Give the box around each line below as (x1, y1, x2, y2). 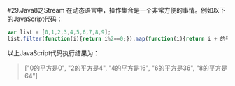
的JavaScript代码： (7, 15, 63, 23)
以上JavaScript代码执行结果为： (7, 48, 100, 57)
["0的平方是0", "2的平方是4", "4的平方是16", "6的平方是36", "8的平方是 (24, 64, 228, 72)
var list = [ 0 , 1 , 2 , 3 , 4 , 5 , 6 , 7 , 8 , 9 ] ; (7, 29, 111, 36)
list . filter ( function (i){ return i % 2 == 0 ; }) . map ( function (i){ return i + (7, 35, 218, 42)
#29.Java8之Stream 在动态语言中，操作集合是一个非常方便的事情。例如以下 (7, 6, 226, 14)
